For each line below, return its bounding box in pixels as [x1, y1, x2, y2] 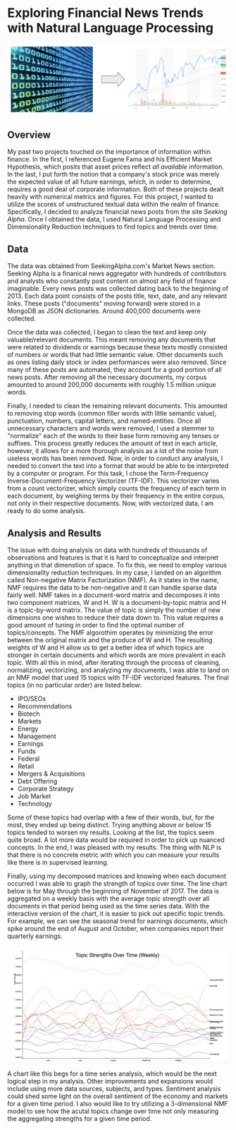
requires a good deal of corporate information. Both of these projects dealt [7, 185, 224, 193]
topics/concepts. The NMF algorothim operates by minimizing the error [7, 628, 213, 637]
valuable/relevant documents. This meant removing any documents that [7, 335, 216, 344]
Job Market [17, 792, 51, 800]
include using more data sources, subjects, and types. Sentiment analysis [7, 1085, 221, 1093]
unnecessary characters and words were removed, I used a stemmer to [7, 424, 215, 433]
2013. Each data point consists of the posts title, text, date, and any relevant [7, 291, 228, 301]
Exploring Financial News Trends [7, 5, 204, 21]
